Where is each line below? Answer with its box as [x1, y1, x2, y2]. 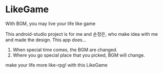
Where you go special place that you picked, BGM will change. [12, 52, 145, 58]
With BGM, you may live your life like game [5, 20, 96, 27]
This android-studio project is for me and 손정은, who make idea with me [5, 31, 158, 37]
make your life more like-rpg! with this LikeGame [5, 62, 108, 68]
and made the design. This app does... [5, 37, 87, 43]
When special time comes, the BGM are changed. [12, 46, 118, 53]
